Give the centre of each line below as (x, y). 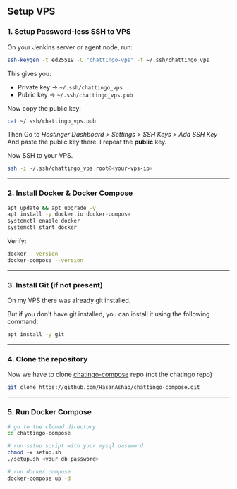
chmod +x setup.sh (34, 453)
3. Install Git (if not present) (55, 285)
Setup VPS (31, 12)
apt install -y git (36, 335)
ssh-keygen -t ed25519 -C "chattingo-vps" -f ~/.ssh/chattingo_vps (109, 60)
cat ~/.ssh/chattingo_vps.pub (52, 121)
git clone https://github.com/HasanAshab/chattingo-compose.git (104, 388)
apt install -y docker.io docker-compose (69, 214)
